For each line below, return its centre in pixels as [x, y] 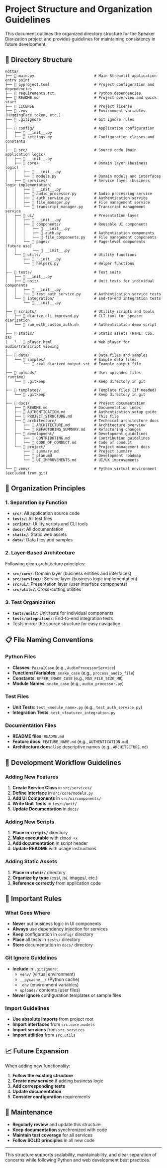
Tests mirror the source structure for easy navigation [66, 624]
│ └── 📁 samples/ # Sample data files [71, 359]
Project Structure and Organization [79, 9]
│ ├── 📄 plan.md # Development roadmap [73, 456]
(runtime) [15, 377]
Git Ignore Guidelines [31, 958]
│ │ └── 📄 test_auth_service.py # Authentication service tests [83, 294]
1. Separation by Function [37, 502]
